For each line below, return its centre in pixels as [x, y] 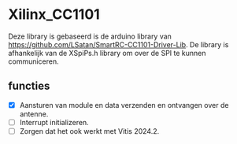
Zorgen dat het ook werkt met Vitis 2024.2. [89, 131]
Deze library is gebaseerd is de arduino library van [90, 36]
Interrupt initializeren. [54, 122]
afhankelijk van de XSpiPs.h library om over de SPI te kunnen [107, 53]
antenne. [34, 114]
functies [29, 86]
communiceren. [33, 61]
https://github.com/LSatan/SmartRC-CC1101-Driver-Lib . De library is [119, 44]
